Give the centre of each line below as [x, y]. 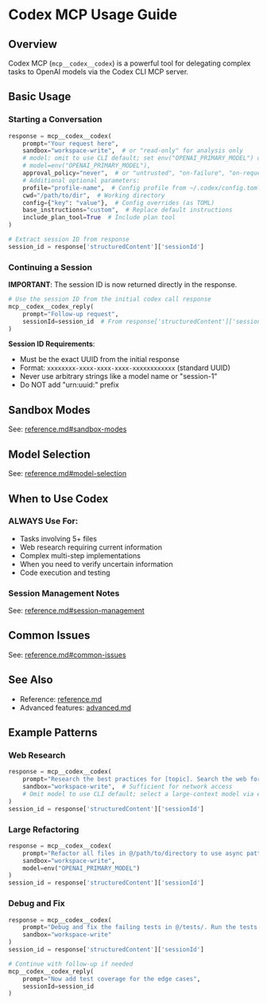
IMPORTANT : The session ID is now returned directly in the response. [123, 285]
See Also [31, 680]
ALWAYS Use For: [43, 522]
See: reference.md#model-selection [68, 474]
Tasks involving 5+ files [58, 538]
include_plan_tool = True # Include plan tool [99, 218]
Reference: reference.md [60, 699]
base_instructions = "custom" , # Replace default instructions [128, 210]
